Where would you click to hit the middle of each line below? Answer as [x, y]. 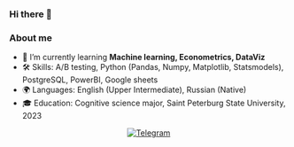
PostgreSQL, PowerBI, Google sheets [90, 80]
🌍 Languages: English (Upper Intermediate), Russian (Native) [134, 90]
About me [31, 37]
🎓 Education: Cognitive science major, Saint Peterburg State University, [154, 103]
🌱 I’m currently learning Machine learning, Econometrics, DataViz [143, 58]
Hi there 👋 [31, 14]
